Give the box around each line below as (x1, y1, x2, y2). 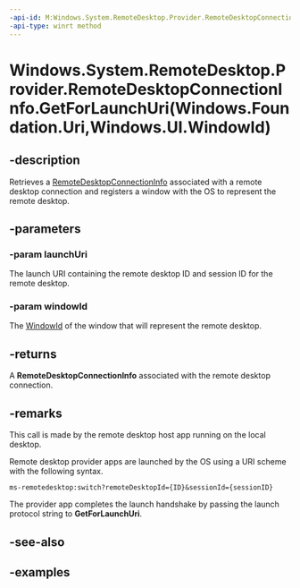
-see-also (9, 534, 65, 550)
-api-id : (9, 13, 42, 22)
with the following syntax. (9, 466, 104, 477)
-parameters (9, 221, 81, 236)
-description (9, 153, 80, 168)
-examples (9, 565, 71, 580)
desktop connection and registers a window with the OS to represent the (9, 185, 277, 197)
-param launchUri (9, 248, 87, 260)
